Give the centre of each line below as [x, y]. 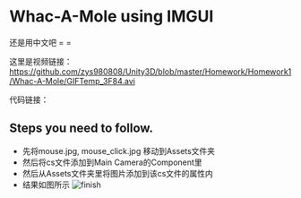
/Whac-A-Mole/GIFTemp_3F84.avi [73, 81]
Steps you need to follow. [82, 129]
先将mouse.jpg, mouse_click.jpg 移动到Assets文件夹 [119, 151]
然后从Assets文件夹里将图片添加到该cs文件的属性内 [117, 173]
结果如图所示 [46, 185]
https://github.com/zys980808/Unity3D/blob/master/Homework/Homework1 [150, 71]
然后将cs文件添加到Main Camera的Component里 [112, 162]
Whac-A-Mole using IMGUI [112, 17]
